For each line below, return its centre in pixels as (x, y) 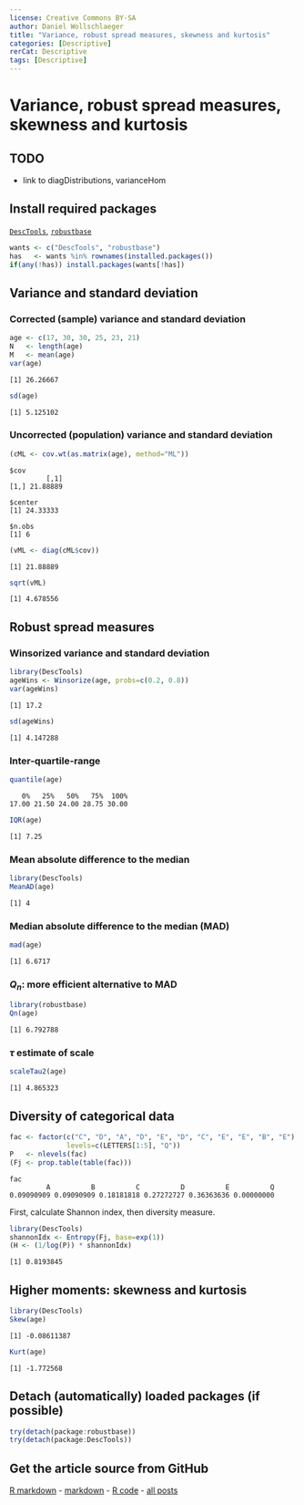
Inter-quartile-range (55, 761)
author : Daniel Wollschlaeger (67, 26)
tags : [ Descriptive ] (49, 60)
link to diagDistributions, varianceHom (94, 180)
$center (24, 503)
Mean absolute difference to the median (100, 859)
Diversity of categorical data (92, 1116)
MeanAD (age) (32, 887)
